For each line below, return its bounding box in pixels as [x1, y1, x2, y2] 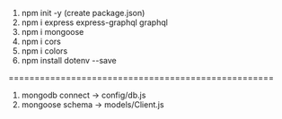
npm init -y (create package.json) [21, 8, 145, 18]
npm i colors [21, 46, 68, 56]
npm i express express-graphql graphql [21, 17, 168, 28]
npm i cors [21, 36, 62, 47]
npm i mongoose [21, 27, 84, 37]
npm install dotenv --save [21, 55, 118, 65]
